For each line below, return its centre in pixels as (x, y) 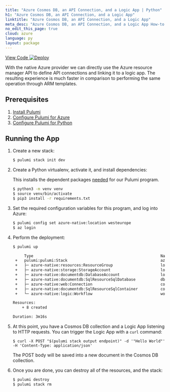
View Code (17, 57)
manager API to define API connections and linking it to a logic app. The (80, 73)
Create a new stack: (33, 151)
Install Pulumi (26, 112)
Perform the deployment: (39, 237)
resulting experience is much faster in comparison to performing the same (83, 78)
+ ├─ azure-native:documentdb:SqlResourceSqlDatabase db (90, 279)
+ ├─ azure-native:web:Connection (54, 284)
